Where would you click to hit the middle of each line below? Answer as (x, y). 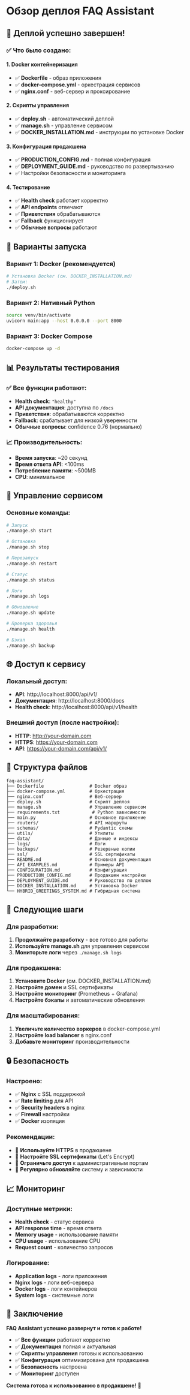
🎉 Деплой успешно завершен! (66, 33)
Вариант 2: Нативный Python (51, 303)
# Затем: (17, 282)
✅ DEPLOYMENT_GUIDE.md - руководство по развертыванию (94, 167)
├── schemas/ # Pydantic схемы (70, 828)
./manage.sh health (31, 629)
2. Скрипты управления (38, 106)
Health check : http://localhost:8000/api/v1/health (76, 707)
